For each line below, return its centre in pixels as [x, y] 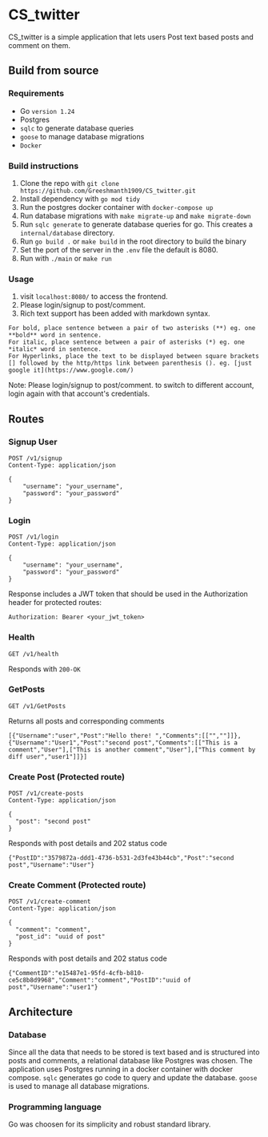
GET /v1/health [34, 654]
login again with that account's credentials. [79, 393]
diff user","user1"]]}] [48, 756]
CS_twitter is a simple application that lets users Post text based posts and [131, 37]
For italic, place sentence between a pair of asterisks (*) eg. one [127, 342]
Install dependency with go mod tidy [80, 199]
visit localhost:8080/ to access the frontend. [94, 296]
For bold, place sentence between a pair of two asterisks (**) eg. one [132, 329]
